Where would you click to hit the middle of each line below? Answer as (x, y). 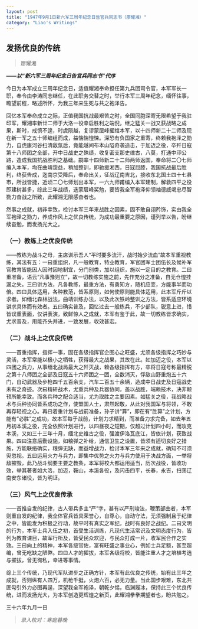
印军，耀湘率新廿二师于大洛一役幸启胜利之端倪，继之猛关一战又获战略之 (94, 123)
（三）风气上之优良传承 (39, 494)
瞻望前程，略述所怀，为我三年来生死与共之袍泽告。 (68, 103)
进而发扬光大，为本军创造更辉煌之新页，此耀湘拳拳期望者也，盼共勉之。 (104, 595)
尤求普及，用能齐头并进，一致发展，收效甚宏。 (63, 321)
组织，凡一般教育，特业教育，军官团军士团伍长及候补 (122, 262)
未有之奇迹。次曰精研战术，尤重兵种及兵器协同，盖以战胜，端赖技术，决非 (96, 389)
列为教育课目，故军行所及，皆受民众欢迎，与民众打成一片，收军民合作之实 (96, 538)
